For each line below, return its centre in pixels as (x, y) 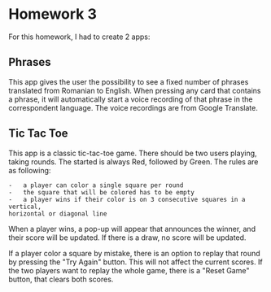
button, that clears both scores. (61, 279)
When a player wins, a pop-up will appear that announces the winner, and (132, 229)
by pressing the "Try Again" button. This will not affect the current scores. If (135, 262)
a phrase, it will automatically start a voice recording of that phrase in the (131, 99)
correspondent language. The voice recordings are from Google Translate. (133, 107)
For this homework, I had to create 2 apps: (79, 37)
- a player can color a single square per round (96, 185)
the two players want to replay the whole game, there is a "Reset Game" (129, 270)
